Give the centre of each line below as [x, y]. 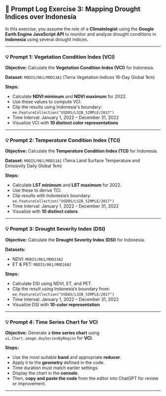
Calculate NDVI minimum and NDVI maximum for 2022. [69, 97]
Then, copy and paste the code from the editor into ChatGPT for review [85, 378]
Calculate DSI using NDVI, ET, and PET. [52, 283]
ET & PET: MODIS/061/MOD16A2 [42, 264]
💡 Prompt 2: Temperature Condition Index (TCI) [63, 140]
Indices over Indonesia [41, 17]
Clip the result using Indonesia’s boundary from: [61, 288]
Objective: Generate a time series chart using [52, 333]
